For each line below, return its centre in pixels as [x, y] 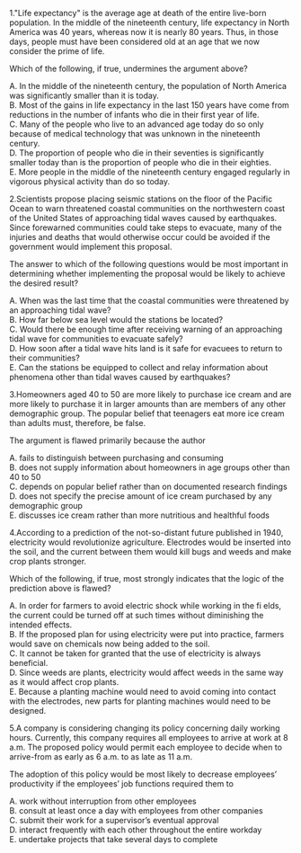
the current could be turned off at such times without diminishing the [137, 615]
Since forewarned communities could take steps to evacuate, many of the [146, 227]
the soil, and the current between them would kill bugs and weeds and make [150, 551]
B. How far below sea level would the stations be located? [116, 320]
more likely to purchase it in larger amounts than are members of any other [148, 404]
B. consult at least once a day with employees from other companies [136, 811]
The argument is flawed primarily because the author [108, 440]
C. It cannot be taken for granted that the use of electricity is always [135, 653]
